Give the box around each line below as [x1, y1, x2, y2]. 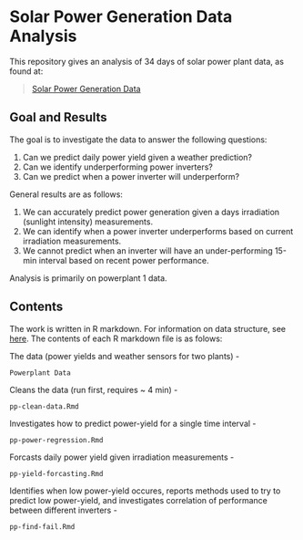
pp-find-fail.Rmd [9, 522, 76, 531]
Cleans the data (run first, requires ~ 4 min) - [9, 384, 178, 395]
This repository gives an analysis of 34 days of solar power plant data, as [9, 56, 285, 67]
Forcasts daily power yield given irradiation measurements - [9, 452, 235, 462]
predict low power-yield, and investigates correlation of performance [9, 494, 268, 505]
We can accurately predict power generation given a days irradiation [22, 206, 280, 217]
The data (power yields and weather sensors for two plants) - [9, 350, 239, 361]
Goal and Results [9, 109, 107, 125]
